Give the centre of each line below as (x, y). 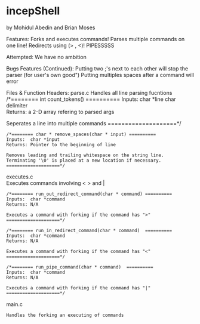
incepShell (33, 11)
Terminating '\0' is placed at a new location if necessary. (84, 160)
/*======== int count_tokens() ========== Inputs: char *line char (91, 99)
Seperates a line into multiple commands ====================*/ (94, 123)
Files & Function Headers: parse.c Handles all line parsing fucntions (89, 92)
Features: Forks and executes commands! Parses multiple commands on (96, 39)
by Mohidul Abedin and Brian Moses (51, 27)
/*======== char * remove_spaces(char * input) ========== (81, 134)
